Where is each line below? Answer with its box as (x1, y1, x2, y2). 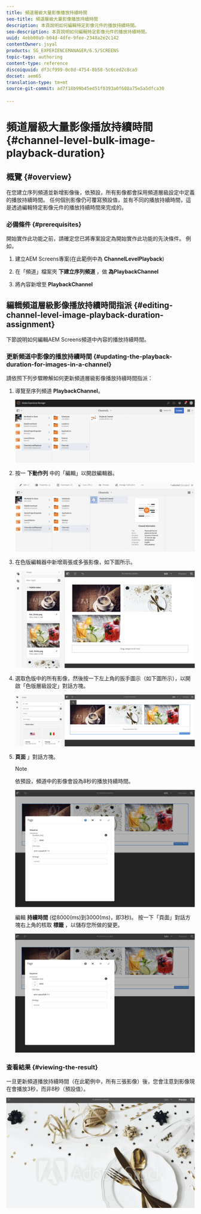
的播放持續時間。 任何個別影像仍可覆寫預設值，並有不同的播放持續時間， (6, 196, 186, 204)
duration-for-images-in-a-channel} (6, 360, 112, 369)
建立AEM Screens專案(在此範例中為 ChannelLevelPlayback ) (14, 255, 165, 262)
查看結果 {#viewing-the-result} (6, 1063, 99, 1071)
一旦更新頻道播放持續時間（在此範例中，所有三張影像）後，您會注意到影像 (6, 1078, 190, 1085)
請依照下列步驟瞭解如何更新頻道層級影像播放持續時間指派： (6, 375, 153, 382)
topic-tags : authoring (6, 54, 63, 60)
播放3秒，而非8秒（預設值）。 (16, 1086, 89, 1093)
